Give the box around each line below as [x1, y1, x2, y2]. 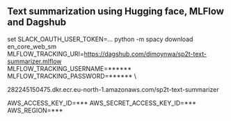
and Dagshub [7, 17, 67, 29]
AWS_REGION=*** [7, 106, 63, 114]
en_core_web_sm [7, 42, 57, 51]
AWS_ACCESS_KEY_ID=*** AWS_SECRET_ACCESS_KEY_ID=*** [7, 99, 197, 107]
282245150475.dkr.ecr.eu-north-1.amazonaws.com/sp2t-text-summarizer [7, 85, 219, 93]
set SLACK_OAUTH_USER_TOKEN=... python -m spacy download [7, 35, 193, 43]
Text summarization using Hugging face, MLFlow [7, 6, 225, 17]
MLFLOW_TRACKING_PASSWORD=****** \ [7, 72, 137, 80]
